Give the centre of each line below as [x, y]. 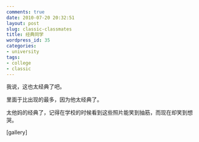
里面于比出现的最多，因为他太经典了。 [54, 100]
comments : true [26, 12]
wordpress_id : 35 [28, 40]
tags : [13, 57]
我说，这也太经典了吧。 [36, 87]
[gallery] [17, 132]
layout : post [23, 23]
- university [23, 52]
